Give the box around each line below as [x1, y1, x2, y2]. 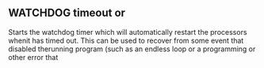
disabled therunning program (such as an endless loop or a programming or [8, 43, 256, 54]
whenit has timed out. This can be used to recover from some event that [8, 36, 244, 45]
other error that [8, 52, 59, 62]
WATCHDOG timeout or [8, 6, 125, 20]
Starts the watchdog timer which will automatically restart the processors [8, 27, 247, 36]
